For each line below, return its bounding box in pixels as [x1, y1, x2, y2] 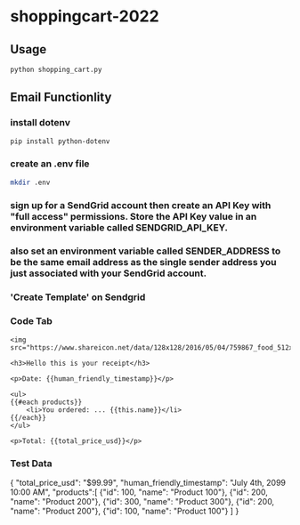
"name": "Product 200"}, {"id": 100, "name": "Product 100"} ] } [10, 505, 239, 516]
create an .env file [10, 157, 90, 170]
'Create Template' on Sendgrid [10, 291, 146, 303]
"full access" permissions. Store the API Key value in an [10, 210, 257, 222]
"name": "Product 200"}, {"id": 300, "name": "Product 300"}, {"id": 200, [10, 496, 275, 506]
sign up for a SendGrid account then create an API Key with [10, 198, 272, 211]
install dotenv [10, 117, 70, 129]
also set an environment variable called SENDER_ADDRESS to [10, 245, 281, 257]
